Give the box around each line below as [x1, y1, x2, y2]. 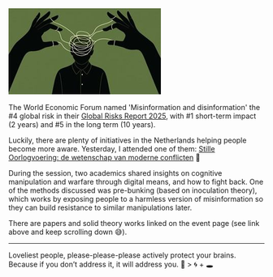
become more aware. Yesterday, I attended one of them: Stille [8, 144, 215, 153]
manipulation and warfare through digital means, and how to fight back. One [8, 177, 264, 186]
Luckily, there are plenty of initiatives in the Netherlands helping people [8, 135, 247, 145]
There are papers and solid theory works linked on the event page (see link [8, 219, 260, 228]
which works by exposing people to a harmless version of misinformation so [8, 194, 264, 203]
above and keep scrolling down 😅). [8, 227, 128, 237]
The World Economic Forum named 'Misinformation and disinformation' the [8, 103, 261, 112]
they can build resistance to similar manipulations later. [8, 202, 193, 212]
